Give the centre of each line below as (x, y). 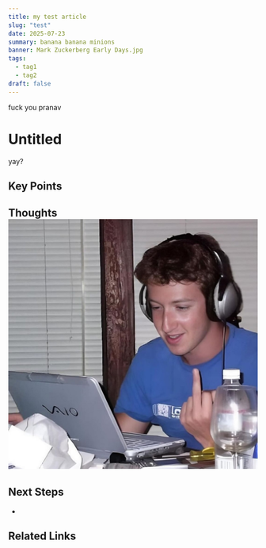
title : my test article (47, 17)
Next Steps (36, 492)
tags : (17, 59)
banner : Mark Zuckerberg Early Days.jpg (76, 50)
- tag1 (26, 67)
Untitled (35, 139)
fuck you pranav (35, 107)
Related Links (42, 537)
